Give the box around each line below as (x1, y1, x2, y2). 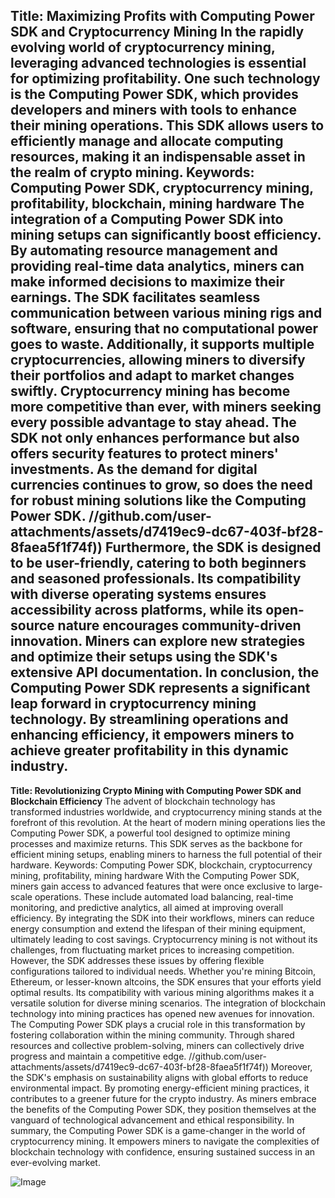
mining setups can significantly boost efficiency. (10, 227, 322, 244)
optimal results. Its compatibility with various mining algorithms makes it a (10, 986, 315, 998)
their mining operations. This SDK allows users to (10, 117, 325, 134)
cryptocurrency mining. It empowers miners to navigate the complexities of (10, 1135, 320, 1147)
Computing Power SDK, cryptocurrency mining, (10, 180, 314, 197)
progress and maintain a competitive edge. (10, 1050, 187, 1062)
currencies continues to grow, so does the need (10, 477, 313, 494)
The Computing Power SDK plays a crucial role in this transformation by (10, 1018, 306, 1030)
